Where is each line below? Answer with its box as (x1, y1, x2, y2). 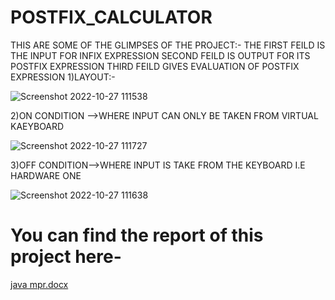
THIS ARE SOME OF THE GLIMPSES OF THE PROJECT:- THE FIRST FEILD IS (10, 39, 326, 51)
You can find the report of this (10, 224, 264, 247)
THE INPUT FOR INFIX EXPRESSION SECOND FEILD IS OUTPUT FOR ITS (10, 49, 311, 61)
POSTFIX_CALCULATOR (10, 6, 213, 29)
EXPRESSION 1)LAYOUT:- (10, 71, 116, 83)
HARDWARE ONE (10, 169, 82, 181)
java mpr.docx (10, 278, 69, 290)
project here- (10, 246, 122, 268)
